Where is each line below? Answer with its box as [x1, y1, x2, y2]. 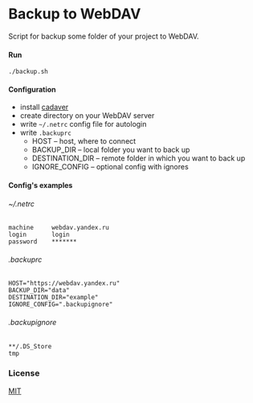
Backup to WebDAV [8, 5, 141, 23]
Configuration [8, 84, 56, 94]
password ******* [8, 238, 78, 246]
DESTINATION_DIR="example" [8, 294, 99, 302]
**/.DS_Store [8, 342, 52, 350]
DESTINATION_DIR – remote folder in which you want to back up [31, 153, 246, 163]
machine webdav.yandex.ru [8, 224, 110, 232]
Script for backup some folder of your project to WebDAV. [8, 31, 199, 41]
